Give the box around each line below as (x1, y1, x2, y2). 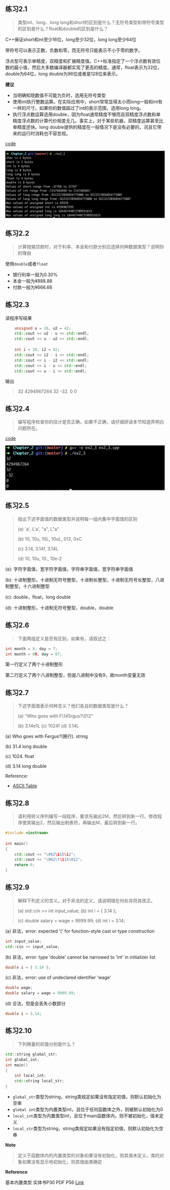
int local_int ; (14, 1073, 47, 1078)
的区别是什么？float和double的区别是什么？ (17, 25, 108, 31)
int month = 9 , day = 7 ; (5, 646, 58, 651)
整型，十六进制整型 (9, 583, 50, 589)
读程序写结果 (5, 315, 32, 321)
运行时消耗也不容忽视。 (21, 130, 71, 136)
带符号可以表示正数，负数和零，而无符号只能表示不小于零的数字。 (5, 47, 143, 53)
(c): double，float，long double (5, 593, 71, 600)
